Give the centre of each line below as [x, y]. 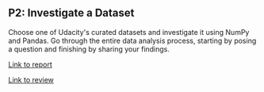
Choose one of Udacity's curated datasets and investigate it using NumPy [129, 32]
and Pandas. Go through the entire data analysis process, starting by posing [132, 40]
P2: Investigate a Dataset [71, 13]
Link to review [31, 79]
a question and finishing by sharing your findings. [89, 49]
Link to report [31, 64]
